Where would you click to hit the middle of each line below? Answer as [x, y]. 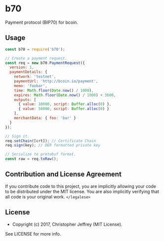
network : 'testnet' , [35, 77]
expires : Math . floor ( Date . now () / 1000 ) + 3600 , [65, 95]
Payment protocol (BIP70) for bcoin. [41, 22]
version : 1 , [22, 67]
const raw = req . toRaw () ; [32, 159]
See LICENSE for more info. [33, 234]
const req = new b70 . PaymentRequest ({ [45, 63]
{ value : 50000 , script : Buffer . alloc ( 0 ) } [64, 109]
